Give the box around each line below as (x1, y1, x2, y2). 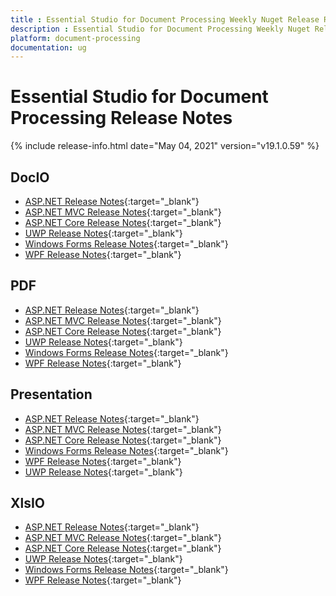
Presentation (10, 386, 93, 403)
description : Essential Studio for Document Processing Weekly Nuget (10, 24, 311, 34)
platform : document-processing (10, 33, 141, 43)
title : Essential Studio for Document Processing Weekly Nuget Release (10, 14, 320, 25)
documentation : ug (10, 42, 87, 53)
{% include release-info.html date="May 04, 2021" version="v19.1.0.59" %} (10, 140, 320, 152)
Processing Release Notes (10, 107, 233, 130)
